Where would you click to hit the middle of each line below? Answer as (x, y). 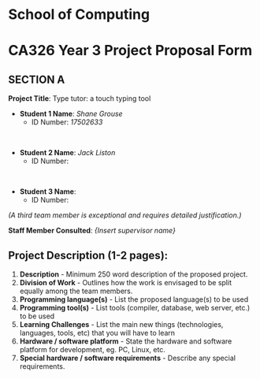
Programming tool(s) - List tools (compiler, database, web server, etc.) (135, 308)
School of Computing (79, 15)
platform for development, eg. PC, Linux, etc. (92, 349)
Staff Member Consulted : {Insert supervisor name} (92, 231)
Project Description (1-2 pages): (88, 255)
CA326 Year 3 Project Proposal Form (130, 51)
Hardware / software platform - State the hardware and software (126, 341)
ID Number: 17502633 (67, 122)
